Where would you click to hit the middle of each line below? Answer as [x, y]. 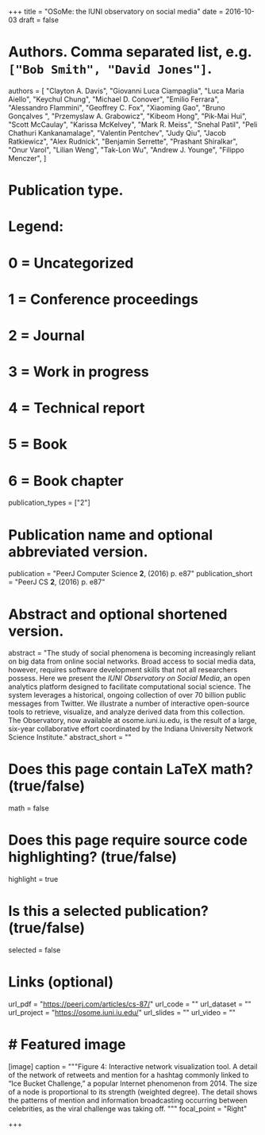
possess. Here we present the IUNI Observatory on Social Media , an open [129, 679]
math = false [29, 808]
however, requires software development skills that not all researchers [123, 670]
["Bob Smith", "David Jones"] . [110, 69]
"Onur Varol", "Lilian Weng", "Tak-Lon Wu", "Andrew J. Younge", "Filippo [126, 149]
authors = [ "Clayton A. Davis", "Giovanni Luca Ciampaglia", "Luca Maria [126, 90]
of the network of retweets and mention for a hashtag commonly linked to [129, 1075]
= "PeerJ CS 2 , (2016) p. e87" [57, 582]
